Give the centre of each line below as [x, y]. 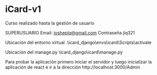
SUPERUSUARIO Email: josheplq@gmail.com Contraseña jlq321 [70, 32]
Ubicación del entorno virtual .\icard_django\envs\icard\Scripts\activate [78, 42]
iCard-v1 [23, 9]
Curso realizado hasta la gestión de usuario [50, 23]
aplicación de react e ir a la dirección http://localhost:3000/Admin [73, 67]
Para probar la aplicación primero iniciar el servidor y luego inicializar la [78, 61]
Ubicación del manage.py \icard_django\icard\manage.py [64, 52]
